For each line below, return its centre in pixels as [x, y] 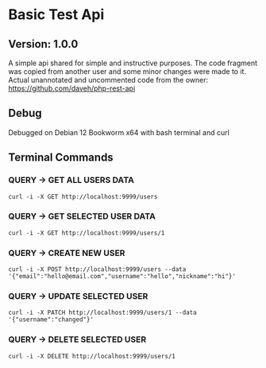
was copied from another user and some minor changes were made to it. [127, 72]
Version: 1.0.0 [43, 44]
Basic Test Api [56, 15]
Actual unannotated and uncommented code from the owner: [108, 80]
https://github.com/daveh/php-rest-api [72, 88]
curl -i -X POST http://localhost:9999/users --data [97, 269]
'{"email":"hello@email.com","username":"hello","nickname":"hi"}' [122, 277]
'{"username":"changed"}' [51, 320]
